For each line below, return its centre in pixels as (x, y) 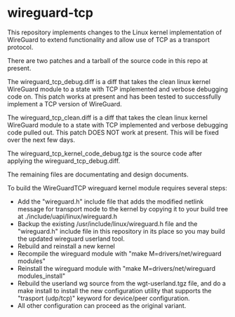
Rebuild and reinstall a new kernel (66, 246)
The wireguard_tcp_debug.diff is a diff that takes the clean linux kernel (109, 81)
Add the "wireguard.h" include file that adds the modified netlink (110, 202)
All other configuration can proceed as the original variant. (102, 305)
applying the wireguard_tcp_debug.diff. (64, 161)
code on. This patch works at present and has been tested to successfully (114, 97)
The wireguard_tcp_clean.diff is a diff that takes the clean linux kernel (108, 118)
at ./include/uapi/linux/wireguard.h (67, 216)
